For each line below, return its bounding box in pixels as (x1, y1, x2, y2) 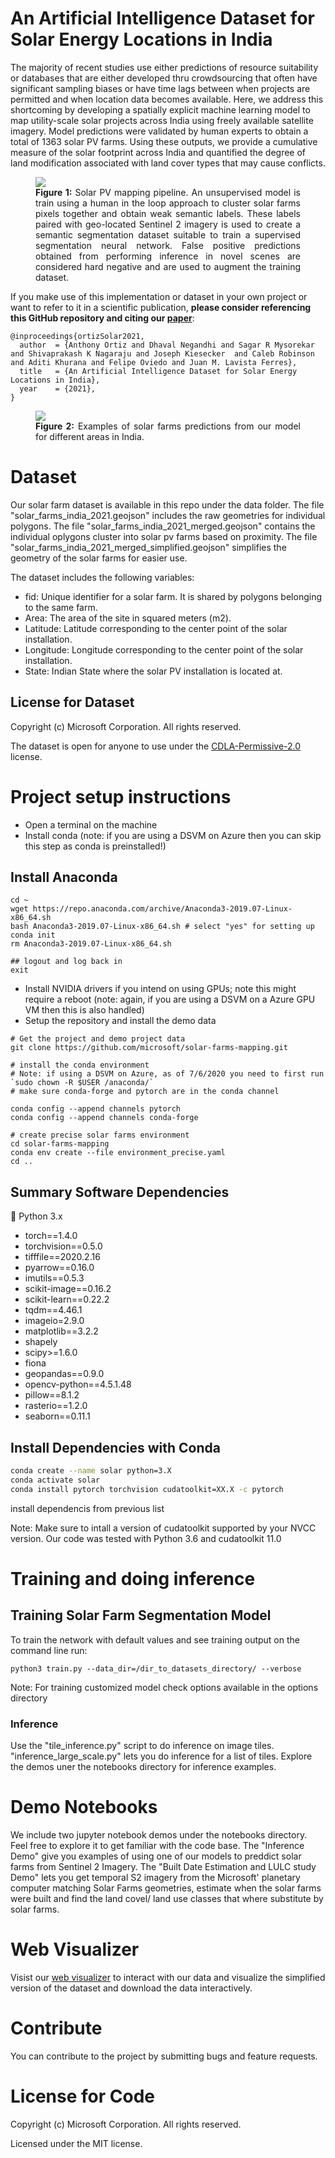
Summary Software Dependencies (10, 1183, 230, 1201)
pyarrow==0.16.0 (24, 1262, 95, 1274)
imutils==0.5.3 (24, 1272, 85, 1284)
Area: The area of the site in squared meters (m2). (24, 612, 232, 624)
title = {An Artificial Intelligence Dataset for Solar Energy (19, 366, 298, 376)
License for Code (10, 2085, 155, 2107)
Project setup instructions (10, 785, 232, 808)
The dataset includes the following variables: (10, 571, 195, 583)
